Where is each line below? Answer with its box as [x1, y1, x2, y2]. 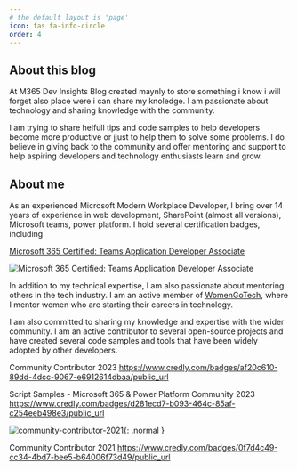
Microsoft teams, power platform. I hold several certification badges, [9, 219, 261, 230]
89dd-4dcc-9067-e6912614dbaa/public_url [9, 371, 169, 382]
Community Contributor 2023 [9, 362, 117, 372]
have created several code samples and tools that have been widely [9, 336, 258, 345]
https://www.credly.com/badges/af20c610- [118, 362, 278, 372]
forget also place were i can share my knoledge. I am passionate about [9, 95, 269, 107]
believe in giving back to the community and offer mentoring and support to [9, 142, 286, 152]
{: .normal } [123, 425, 165, 435]
